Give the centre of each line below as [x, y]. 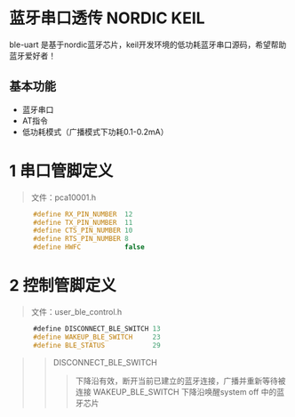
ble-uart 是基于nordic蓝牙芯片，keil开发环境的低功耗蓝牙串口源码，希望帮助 [148, 44]
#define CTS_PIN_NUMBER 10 [83, 231]
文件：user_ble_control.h [76, 312]
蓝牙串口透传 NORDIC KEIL [108, 18]
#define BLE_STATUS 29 [97, 345]
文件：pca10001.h [64, 197]
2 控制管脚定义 [63, 286]
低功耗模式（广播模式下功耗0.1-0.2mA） [95, 132]
